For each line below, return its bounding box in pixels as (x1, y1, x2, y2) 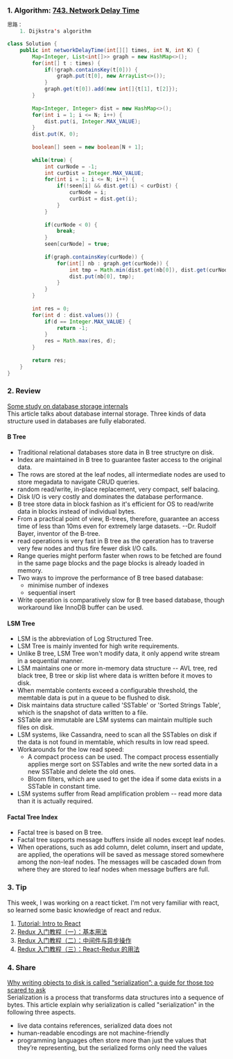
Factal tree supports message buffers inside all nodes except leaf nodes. (17, 836, 225, 844)
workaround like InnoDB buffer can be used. (17, 603, 144, 611)
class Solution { (7, 40, 58, 47)
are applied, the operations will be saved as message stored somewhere (17, 851, 224, 859)
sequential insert (27, 589, 76, 597)
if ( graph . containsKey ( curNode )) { (44, 253, 144, 261)
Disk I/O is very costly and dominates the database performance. (17, 493, 203, 501)
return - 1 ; (56, 325, 89, 331)
